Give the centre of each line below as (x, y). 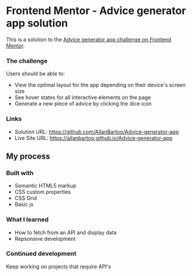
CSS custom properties (43, 192)
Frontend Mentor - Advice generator (96, 11)
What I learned (27, 220)
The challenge (27, 61)
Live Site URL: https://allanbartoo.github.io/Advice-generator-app (93, 138)
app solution (37, 23)
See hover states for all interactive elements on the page (83, 97)
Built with (20, 173)
